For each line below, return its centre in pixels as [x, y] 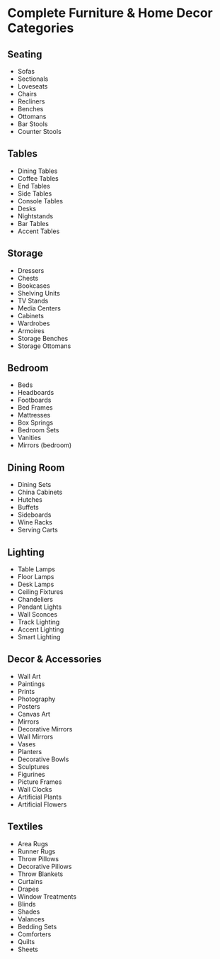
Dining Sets [34, 485]
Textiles [25, 827]
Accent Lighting [41, 629]
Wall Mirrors [35, 736]
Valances [31, 919]
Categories [41, 28]
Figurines [31, 774]
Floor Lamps [36, 577]
